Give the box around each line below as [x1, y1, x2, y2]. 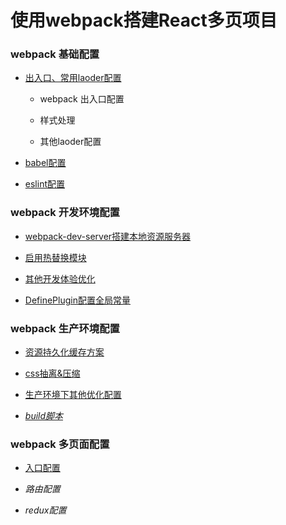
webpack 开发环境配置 [10, 206, 120, 220]
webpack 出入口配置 [39, 93, 125, 105]
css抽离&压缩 [24, 367, 81, 380]
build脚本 [24, 410, 64, 422]
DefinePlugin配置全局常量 [24, 294, 131, 306]
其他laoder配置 [39, 136, 102, 148]
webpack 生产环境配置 [10, 321, 120, 335]
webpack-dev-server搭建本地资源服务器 [24, 230, 192, 242]
